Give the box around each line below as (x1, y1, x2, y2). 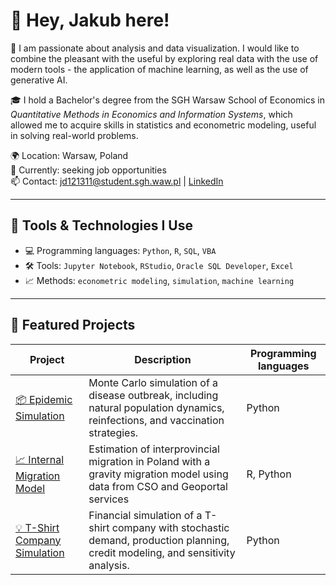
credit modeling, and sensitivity (88, 545, 236, 559)
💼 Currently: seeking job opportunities (10, 164, 167, 176)
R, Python (246, 467, 292, 481)
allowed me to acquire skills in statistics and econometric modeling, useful (10, 119, 317, 131)
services (88, 492, 130, 506)
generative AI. (10, 74, 68, 86)
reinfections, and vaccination (88, 413, 225, 427)
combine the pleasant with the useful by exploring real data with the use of (10, 52, 319, 64)
